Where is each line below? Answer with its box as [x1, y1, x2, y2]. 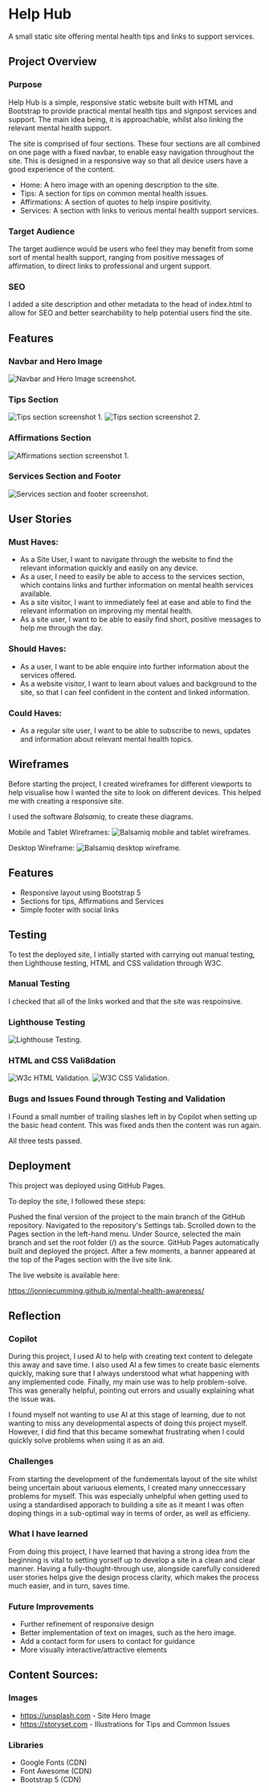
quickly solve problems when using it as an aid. [8, 1435, 165, 1446]
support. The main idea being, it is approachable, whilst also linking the [8, 114, 244, 124]
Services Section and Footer [8, 470, 121, 482]
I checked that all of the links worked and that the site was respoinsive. [8, 996, 243, 1006]
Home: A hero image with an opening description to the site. [19, 180, 219, 189]
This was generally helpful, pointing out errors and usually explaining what [8, 1386, 255, 1396]
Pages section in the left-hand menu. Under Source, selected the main [8, 1229, 241, 1239]
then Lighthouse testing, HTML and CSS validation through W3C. [8, 958, 223, 967]
